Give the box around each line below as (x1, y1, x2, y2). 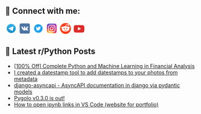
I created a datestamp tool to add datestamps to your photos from (13, 69, 178, 76)
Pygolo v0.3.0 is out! (13, 94, 65, 101)
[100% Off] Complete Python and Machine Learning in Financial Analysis (13, 62, 195, 69)
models (13, 88, 33, 95)
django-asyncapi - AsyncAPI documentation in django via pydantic (13, 81, 180, 89)
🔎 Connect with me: (5, 6, 80, 16)
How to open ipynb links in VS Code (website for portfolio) (13, 101, 159, 108)
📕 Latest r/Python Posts (5, 46, 96, 57)
